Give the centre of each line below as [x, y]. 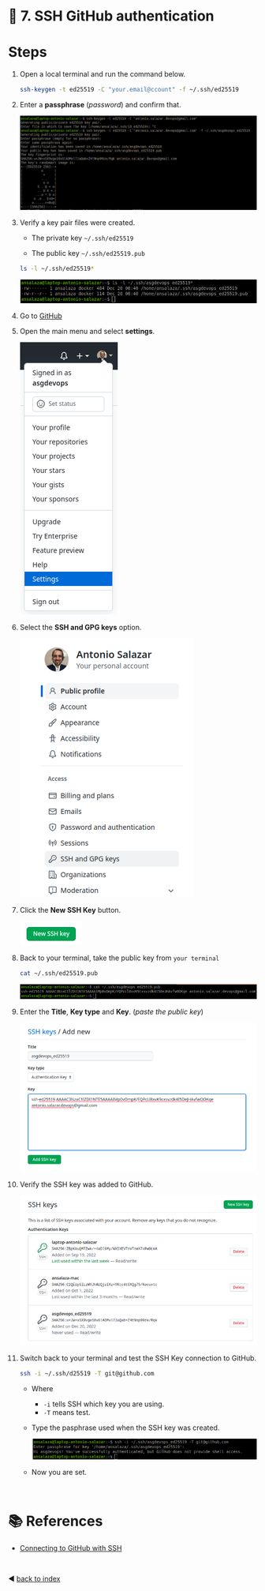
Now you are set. [59, 1473]
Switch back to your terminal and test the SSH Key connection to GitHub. [138, 1358]
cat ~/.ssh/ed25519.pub [59, 974]
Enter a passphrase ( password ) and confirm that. [100, 105]
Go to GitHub [41, 316]
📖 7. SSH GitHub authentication [111, 16]
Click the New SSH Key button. [70, 910]
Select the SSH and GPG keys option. [80, 628]
